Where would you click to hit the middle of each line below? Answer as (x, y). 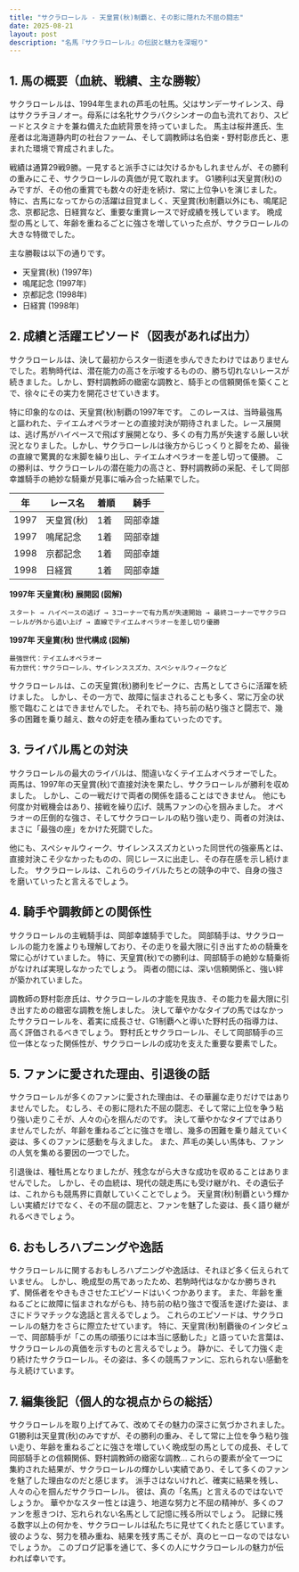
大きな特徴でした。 (44, 235)
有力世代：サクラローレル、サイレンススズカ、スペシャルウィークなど (118, 668)
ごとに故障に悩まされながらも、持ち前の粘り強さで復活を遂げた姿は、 (153, 1304)
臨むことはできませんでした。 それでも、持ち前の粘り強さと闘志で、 (150, 708)
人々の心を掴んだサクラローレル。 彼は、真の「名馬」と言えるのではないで (147, 1491)
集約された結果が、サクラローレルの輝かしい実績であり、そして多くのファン (149, 1469)
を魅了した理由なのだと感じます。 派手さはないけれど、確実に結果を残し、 (146, 1480)
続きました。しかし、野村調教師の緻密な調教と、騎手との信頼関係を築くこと (149, 382)
